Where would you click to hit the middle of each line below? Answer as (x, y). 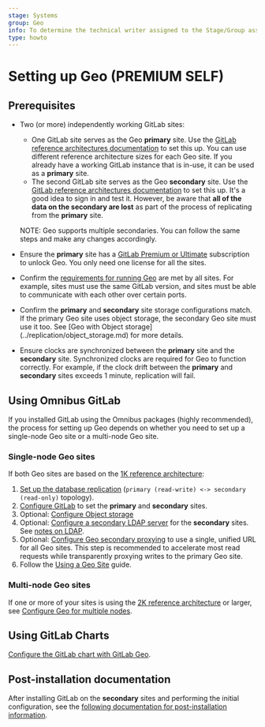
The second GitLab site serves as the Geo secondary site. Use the (140, 182)
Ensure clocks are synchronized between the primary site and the (127, 350)
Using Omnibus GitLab (64, 401)
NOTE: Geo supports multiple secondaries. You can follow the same (130, 230)
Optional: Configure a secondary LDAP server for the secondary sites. (134, 523)
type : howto (28, 37)
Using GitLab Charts (59, 636)
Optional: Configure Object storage (77, 515)
